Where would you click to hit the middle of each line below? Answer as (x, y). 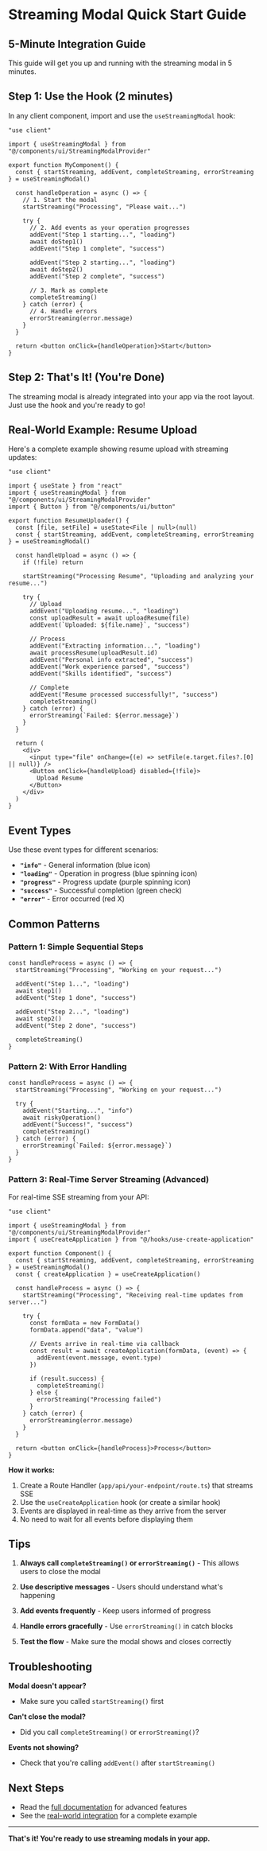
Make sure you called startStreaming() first (92, 1701)
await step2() (39, 1019)
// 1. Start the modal (60, 200)
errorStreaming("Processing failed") (99, 1399)
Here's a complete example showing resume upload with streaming (118, 449)
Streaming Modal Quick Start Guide (128, 15)
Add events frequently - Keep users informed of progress (115, 1611)
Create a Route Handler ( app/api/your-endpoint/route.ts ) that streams (136, 1485)
